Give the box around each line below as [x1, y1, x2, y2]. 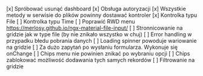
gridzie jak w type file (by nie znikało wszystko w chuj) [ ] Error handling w [6, 31, 192, 38]
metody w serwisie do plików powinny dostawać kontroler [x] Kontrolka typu [6, 11, 198, 19]
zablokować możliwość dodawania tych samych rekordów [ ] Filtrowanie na [6, 57, 195, 63]
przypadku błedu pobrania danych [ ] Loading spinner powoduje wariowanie [6, 37, 197, 44]
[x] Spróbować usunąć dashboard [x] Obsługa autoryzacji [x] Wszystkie [6, 5, 186, 12]
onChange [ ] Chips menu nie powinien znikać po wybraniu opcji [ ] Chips [6, 50, 190, 57]
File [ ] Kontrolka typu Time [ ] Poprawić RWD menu [6, 18, 135, 25]
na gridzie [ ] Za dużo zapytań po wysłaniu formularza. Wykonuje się [6, 43, 178, 51]
